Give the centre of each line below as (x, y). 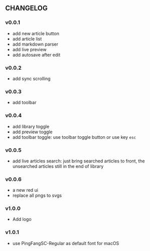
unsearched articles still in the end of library (58, 166)
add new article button (36, 33)
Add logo (22, 219)
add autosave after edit (36, 55)
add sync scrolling (32, 78)
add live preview (29, 49)
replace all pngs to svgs (37, 195)
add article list (27, 39)
